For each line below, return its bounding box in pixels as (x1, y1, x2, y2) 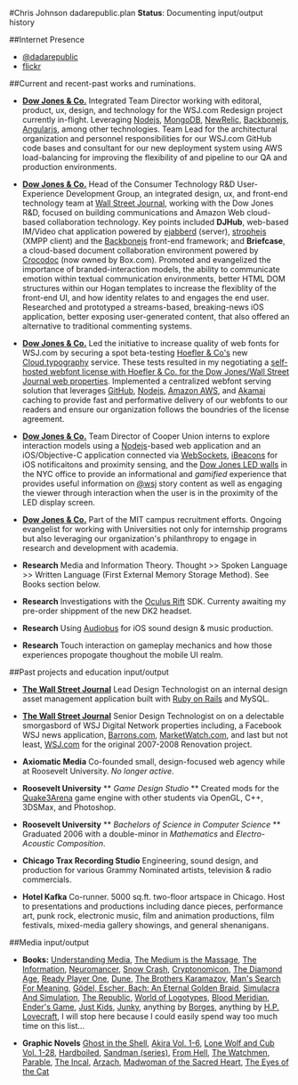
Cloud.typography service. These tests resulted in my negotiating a (21, 357, 270, 368)
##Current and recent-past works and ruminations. (9, 78, 197, 88)
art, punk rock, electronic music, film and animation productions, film (21, 911, 275, 920)
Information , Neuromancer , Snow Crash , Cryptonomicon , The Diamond (21, 964, 283, 974)
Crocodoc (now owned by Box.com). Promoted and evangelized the (21, 255, 271, 265)
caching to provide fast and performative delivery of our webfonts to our (21, 395, 288, 405)
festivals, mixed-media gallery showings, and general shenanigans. (21, 920, 270, 930)
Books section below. (21, 579, 101, 589)
